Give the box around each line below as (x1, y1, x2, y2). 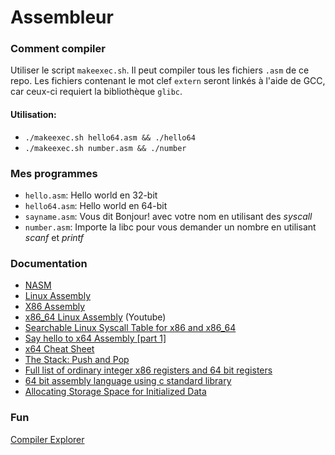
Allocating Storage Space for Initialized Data (24, 386, 207, 398)
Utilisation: (10, 109, 57, 121)
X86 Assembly (24, 301, 86, 313)
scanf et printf (24, 231, 85, 243)
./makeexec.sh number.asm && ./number (24, 143, 187, 153)
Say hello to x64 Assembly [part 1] (24, 332, 167, 345)
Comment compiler (10, 42, 106, 56)
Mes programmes (10, 166, 98, 180)
